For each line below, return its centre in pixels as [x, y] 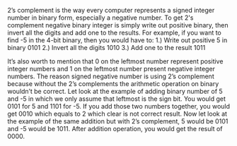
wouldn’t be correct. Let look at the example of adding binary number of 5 [115, 91]
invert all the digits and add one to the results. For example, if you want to [114, 32]
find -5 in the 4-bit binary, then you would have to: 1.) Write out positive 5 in [117, 40]
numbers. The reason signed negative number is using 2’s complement [111, 76]
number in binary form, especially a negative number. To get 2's [100, 18]
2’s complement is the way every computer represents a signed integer [111, 10]
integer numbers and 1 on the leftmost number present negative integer [111, 69]
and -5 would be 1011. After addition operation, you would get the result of [115, 129]
